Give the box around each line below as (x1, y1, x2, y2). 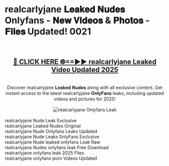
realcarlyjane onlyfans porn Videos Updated (5, 155, 97, 161)
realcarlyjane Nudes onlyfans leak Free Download (5, 144, 109, 150)
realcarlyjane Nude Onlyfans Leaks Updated (5, 128, 97, 134)
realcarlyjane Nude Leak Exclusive (5, 117, 77, 123)
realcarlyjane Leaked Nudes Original (5, 123, 81, 129)
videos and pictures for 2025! (53, 95, 116, 102)
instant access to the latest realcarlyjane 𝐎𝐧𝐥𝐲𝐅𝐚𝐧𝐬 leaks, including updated (5, 90, 164, 96)
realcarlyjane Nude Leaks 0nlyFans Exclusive (5, 134, 99, 140)
